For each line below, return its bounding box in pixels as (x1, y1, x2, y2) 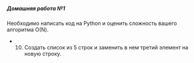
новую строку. (24, 50, 62, 57)
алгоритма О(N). (7, 26, 49, 33)
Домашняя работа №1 (7, 5, 65, 12)
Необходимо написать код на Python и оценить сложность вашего (7, 20, 177, 27)
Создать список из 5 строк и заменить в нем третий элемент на (24, 43, 189, 51)
